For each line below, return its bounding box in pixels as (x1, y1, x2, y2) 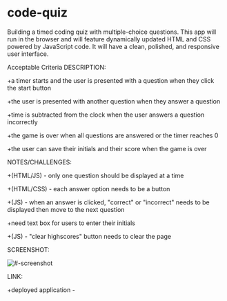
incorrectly (7, 117, 38, 126)
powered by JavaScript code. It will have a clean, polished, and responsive (7, 42, 219, 50)
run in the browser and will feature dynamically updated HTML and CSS (7, 35, 211, 43)
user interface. (7, 50, 49, 58)
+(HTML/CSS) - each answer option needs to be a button (7, 184, 170, 193)
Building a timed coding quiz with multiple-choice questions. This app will (7, 28, 217, 36)
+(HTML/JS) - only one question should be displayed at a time (7, 171, 184, 179)
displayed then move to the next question (7, 205, 125, 213)
